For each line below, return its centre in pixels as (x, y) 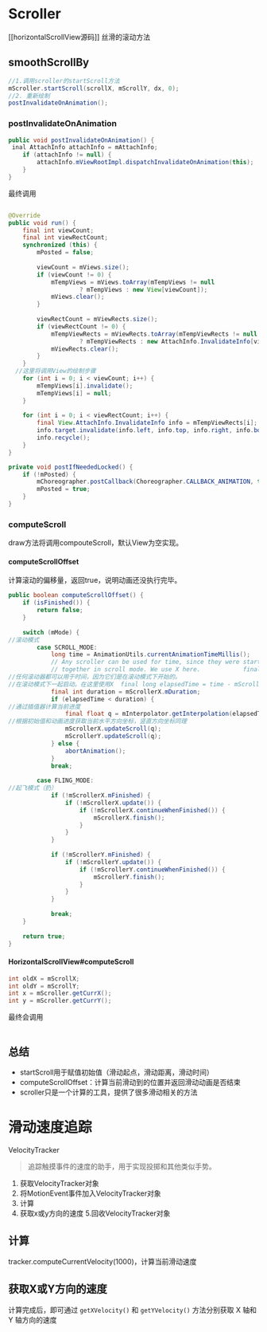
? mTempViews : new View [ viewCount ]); (143, 289)
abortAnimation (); (95, 751)
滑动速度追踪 (50, 1128)
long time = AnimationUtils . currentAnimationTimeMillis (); (150, 654)
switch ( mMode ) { (51, 632)
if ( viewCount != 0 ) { (74, 275)
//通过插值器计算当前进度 (44, 706)
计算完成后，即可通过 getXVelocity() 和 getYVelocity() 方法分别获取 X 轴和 (132, 1310)
